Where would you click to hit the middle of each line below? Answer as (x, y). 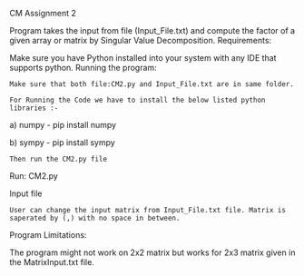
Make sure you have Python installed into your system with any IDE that (143, 58)
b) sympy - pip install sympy (62, 143)
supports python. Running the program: (83, 68)
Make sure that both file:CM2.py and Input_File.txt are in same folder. (152, 84)
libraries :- (34, 108)
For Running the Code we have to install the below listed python (137, 100)
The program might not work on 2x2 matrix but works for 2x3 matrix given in (152, 252)
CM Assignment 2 (43, 13)
